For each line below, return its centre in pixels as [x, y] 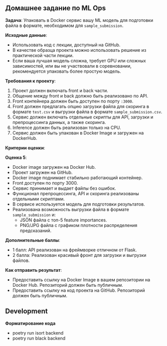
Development [27, 311]
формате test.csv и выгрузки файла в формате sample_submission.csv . [87, 112]
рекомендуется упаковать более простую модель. [67, 71]
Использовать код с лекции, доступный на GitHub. [66, 45]
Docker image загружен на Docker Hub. [54, 167]
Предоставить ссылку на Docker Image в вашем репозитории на [81, 280]
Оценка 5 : [16, 157]
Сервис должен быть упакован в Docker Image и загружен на [78, 133]
